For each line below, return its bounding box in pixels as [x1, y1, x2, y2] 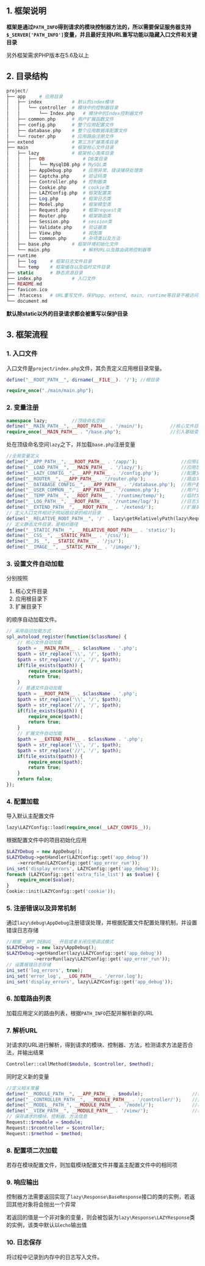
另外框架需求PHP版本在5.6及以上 [6, 51, 90, 59]
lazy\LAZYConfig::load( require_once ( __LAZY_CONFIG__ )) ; [6, 824, 151, 831]
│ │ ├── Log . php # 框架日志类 [6, 196, 112, 202]
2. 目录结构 [6, 71, 48, 81]
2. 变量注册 [6, 403, 39, 412]
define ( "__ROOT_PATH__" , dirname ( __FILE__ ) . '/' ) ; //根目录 [6, 377, 160, 383]
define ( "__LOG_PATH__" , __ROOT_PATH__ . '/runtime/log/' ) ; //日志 [6, 498, 196, 505]
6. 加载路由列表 [6, 994, 52, 1003]
